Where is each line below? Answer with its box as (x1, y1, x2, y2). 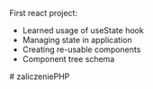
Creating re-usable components (22, 44, 141, 55)
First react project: (9, 8, 78, 18)
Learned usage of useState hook (22, 25, 144, 35)
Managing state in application (22, 35, 132, 45)
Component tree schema (22, 54, 115, 64)
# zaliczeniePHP (9, 71, 70, 82)
